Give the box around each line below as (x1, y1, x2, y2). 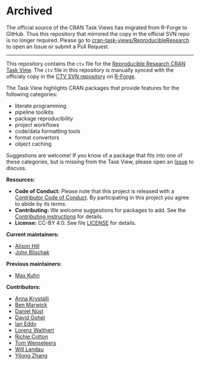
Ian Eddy (14, 320, 37, 327)
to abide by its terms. (14, 200, 67, 207)
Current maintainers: (6, 231, 60, 238)
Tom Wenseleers (14, 339, 57, 347)
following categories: (6, 91, 58, 98)
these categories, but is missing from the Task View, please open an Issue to (6, 158, 194, 165)
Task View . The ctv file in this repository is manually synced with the (6, 66, 174, 73)
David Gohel (14, 314, 45, 321)
